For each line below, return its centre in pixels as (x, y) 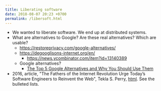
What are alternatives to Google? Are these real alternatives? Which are (84, 37)
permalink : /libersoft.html (34, 18)
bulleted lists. (25, 84)
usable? (20, 43)
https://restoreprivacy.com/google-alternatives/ (68, 48)
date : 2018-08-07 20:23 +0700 (36, 14)
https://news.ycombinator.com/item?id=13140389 (77, 58)
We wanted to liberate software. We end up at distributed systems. (79, 33)
